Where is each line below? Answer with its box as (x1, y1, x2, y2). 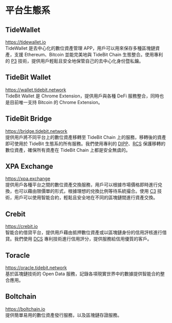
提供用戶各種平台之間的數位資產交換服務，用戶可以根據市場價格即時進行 (5, 181, 158, 188)
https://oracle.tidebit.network (5, 265, 67, 271)
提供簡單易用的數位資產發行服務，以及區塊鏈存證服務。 (5, 312, 122, 318)
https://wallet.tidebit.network (5, 87, 67, 93)
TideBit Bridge (5, 114, 52, 123)
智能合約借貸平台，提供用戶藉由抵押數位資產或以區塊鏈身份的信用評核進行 (5, 229, 162, 236)
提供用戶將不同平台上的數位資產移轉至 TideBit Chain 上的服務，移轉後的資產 (5, 134, 166, 140)
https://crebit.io (5, 224, 38, 230)
